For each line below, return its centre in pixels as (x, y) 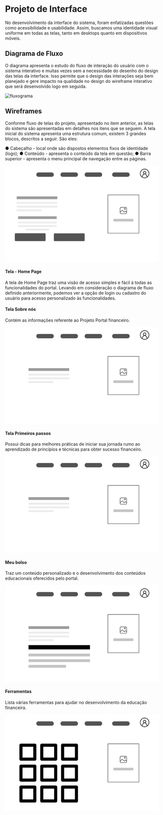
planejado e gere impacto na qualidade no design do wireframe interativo (79, 81)
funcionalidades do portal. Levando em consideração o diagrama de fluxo (79, 287)
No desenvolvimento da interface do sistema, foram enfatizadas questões (79, 23)
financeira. (16, 708)
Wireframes (24, 111)
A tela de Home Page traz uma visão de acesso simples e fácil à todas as (79, 282)
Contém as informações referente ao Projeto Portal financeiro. (68, 320)
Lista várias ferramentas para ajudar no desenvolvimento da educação (76, 702)
